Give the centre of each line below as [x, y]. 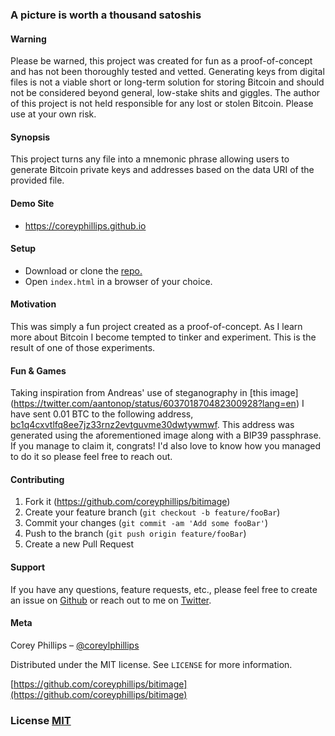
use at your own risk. [53, 114]
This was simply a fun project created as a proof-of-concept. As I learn [156, 326]
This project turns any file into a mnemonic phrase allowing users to [150, 159]
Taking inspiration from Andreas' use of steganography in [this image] [154, 393]
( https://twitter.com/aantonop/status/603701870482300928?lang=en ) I [157, 404]
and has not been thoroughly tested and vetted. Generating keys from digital [167, 72]
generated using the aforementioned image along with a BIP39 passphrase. [166, 435]
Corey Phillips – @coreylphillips [75, 645]
